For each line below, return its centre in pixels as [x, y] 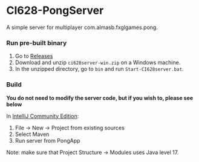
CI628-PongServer [55, 11]
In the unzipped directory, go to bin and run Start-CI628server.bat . [99, 69]
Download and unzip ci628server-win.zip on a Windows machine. [98, 63]
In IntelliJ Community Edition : [43, 116]
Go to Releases [34, 56]
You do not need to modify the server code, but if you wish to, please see [100, 98]
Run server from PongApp [47, 140]
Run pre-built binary [37, 43]
